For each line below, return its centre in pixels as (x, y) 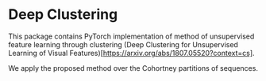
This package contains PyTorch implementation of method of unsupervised (131, 36)
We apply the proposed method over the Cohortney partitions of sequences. (133, 68)
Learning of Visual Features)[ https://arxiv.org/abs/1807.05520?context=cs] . (132, 53)
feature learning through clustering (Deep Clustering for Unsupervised (123, 44)
